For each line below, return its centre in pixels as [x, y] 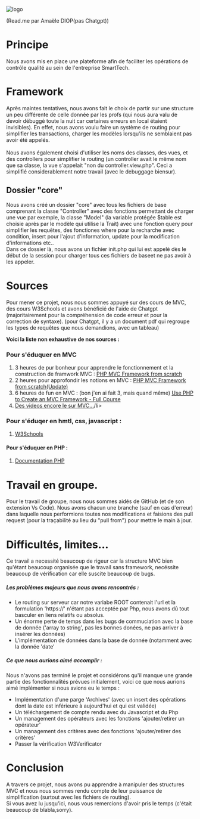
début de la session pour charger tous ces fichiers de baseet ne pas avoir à [99, 255]
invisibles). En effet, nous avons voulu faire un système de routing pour [93, 127]
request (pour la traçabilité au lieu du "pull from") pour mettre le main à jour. [99, 520]
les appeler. [21, 262]
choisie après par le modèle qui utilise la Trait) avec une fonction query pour [100, 224]
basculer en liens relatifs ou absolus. [60, 615]
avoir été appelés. [28, 139]
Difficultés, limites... [57, 545]
